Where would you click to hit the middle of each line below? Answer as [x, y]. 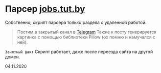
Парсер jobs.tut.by [45, 9]
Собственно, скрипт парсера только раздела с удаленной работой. [76, 22]
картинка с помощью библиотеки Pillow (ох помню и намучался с [86, 37]
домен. [12, 56]
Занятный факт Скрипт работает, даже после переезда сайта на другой [79, 52]
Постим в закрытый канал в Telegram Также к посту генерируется [87, 32]
